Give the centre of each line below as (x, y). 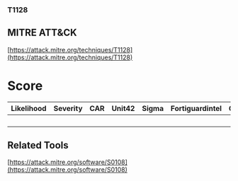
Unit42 (123, 108)
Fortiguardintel (196, 108)
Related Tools (38, 145)
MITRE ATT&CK (42, 33)
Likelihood (29, 108)
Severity (68, 108)
